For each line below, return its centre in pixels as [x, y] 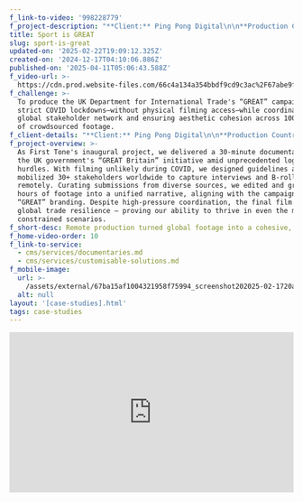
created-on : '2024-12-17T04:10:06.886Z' [87, 60]
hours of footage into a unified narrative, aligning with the [138, 194]
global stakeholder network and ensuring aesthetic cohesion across [149, 118]
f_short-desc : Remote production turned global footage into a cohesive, [151, 228]
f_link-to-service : [46, 245]
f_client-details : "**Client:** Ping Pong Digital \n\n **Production [139, 135]
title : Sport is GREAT [52, 34]
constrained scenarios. [62, 219]
